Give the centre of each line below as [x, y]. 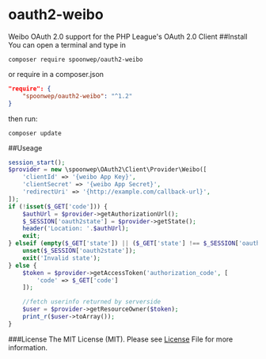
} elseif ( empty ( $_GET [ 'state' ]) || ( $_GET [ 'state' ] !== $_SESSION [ [123, 243]
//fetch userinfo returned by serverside [91, 302]
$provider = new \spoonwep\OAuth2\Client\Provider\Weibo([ [108, 170]
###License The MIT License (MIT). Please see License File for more [121, 339]
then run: [23, 118]
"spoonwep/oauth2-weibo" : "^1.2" [78, 96]
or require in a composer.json [56, 74]
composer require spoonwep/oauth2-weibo [76, 59]
